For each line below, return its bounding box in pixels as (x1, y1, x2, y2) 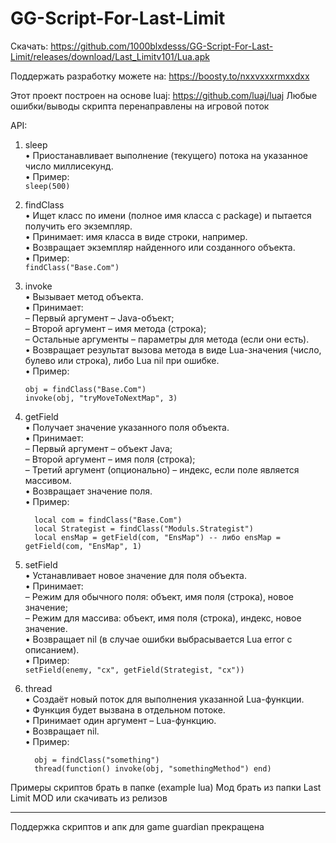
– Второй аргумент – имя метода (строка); (24, 322, 207, 334)
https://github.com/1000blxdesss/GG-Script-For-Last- (50, 40, 274, 52)
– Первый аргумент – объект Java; (24, 442, 173, 454)
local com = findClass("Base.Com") (34, 515, 183, 525)
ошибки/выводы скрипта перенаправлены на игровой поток (10, 100, 270, 112)
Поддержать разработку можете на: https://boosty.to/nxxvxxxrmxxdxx (10, 70, 310, 82)
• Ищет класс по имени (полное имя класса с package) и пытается (24, 209, 312, 221)
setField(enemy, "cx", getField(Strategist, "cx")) (24, 665, 245, 675)
